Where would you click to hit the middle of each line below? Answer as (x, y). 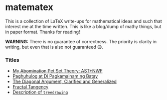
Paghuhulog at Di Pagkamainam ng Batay (55, 76)
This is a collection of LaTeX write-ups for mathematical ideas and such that (83, 21)
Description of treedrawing (40, 92)
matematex (29, 7)
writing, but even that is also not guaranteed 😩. (54, 47)
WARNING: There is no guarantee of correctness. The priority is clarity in (81, 41)
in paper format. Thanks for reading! (43, 32)
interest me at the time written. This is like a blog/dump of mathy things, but (83, 26)
